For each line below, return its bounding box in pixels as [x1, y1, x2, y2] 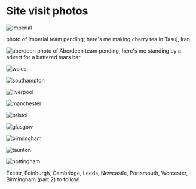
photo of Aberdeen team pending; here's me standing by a [36, 47, 181, 54]
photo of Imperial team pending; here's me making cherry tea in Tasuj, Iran [6, 35, 190, 42]
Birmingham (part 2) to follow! [6, 175, 80, 183]
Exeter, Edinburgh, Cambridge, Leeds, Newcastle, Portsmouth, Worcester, [6, 169, 188, 176]
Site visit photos [6, 4, 88, 18]
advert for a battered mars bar [6, 53, 81, 60]
